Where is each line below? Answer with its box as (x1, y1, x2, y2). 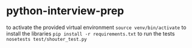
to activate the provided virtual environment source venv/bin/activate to (6, 24, 187, 31)
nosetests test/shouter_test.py (6, 36, 87, 42)
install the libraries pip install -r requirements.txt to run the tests (6, 30, 175, 37)
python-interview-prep (6, 4, 124, 18)
